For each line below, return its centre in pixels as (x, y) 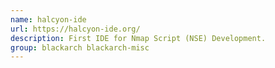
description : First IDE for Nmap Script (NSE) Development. (138, 38)
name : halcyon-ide (48, 19)
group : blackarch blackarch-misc (80, 47)
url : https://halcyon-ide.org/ (75, 29)
